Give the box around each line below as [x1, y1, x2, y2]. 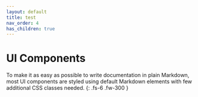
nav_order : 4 [6, 20, 39, 26]
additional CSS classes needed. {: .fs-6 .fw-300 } [6, 84, 129, 92]
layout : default [6, 8, 47, 15]
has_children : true [6, 25, 55, 32]
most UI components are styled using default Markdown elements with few [6, 78, 193, 85]
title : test [6, 14, 36, 20]
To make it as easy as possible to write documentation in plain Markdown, [6, 72, 190, 79]
